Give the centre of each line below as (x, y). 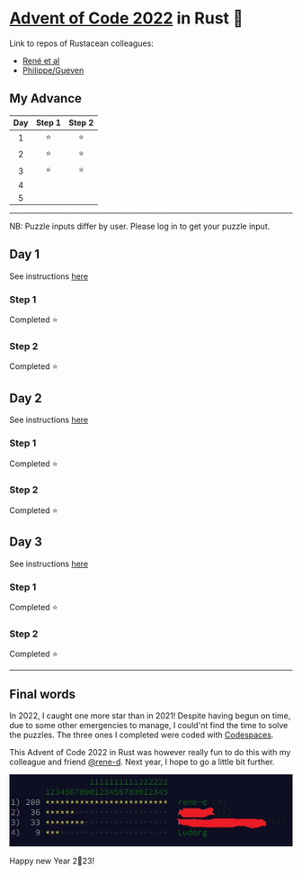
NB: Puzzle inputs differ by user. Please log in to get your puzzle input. (140, 226)
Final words (43, 694)
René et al (41, 60)
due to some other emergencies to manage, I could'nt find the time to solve (149, 726)
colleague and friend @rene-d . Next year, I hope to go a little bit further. (142, 762)
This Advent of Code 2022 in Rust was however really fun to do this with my (150, 753)
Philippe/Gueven (53, 70)
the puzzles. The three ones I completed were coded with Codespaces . (142, 735)
